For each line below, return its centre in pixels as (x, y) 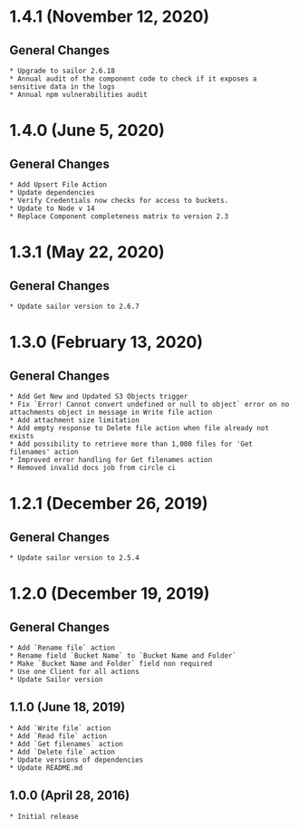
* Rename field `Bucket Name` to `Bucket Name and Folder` (123, 656)
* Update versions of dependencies (77, 760)
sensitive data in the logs (62, 87)
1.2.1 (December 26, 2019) (109, 504)
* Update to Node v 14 (52, 208)
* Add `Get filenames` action (67, 744)
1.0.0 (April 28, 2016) (70, 796)
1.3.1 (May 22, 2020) (87, 252)
